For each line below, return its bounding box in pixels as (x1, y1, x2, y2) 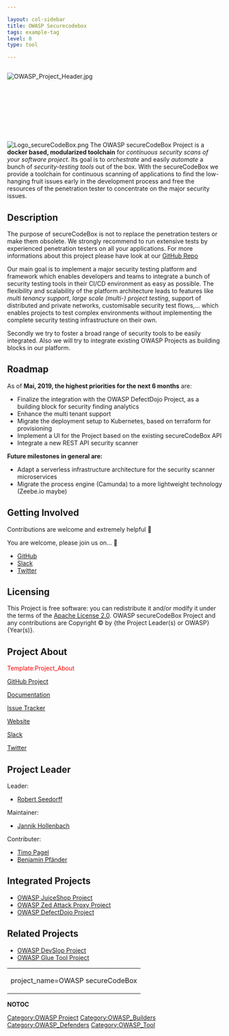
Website (7, 717, 31, 726)
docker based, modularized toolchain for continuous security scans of (7, 148, 208, 156)
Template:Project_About (7, 664, 75, 672)
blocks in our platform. (7, 343, 70, 351)
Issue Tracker (7, 704, 46, 713)
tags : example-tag (7, 29, 59, 36)
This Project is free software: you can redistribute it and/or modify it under (7, 604, 217, 613)
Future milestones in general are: (7, 452, 103, 460)
